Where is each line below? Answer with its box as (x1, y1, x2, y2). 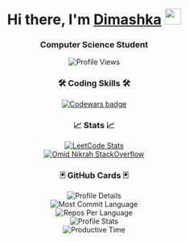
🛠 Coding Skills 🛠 (58, 78, 130, 89)
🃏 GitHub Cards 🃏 (59, 170, 129, 180)
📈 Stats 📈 (73, 119, 115, 131)
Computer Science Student (39, 39, 149, 50)
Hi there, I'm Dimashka (6, 10, 162, 29)
